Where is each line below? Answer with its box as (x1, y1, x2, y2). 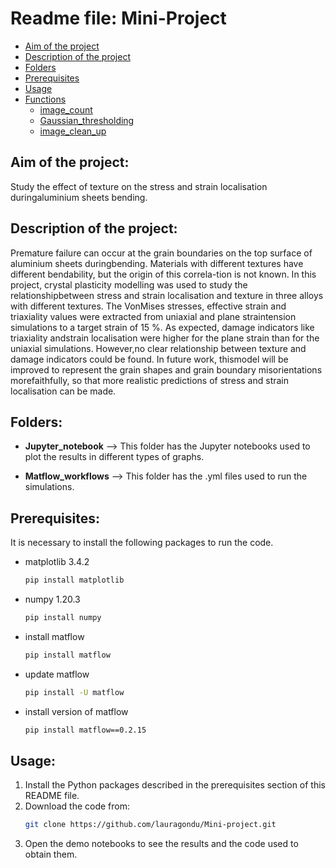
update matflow (24, 668, 90, 680)
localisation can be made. (10, 385, 117, 397)
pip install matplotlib (24, 575, 125, 586)
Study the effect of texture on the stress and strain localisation (10, 180, 268, 192)
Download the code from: (24, 800, 130, 812)
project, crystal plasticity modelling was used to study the (10, 278, 248, 291)
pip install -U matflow (24, 687, 125, 697)
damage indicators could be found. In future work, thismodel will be (10, 353, 289, 365)
